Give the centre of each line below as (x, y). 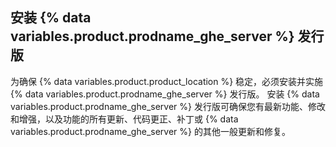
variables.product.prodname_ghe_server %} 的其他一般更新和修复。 (150, 131)
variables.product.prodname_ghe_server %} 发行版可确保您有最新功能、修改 (168, 106)
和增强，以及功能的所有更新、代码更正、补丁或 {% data (124, 119)
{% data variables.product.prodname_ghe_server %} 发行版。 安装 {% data (165, 94)
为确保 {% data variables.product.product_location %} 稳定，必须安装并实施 (167, 81)
